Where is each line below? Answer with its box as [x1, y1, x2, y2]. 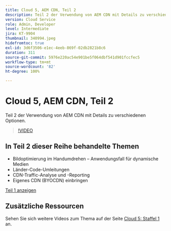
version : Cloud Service [5, 17, 56, 22]
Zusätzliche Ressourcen [5, 202, 84, 211]
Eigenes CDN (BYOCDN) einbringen [12, 177, 88, 183]
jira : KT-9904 [5, 31, 36, 36]
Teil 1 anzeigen [5, 187, 37, 193]
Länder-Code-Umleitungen [12, 166, 70, 172]
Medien [12, 161, 29, 167]
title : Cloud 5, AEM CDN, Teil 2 [5, 7, 76, 13]
